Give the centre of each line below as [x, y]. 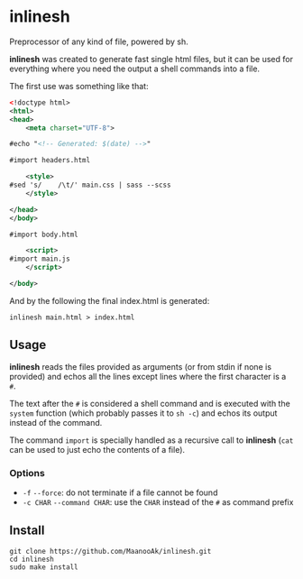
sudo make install [44, 567]
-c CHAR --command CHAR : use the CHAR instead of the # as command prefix [158, 502]
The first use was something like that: [79, 86]
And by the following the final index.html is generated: [110, 300]
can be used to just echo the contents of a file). [97, 449]
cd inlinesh [32, 559]
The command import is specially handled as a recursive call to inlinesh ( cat [151, 440]
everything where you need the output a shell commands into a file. [134, 69]
